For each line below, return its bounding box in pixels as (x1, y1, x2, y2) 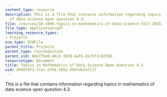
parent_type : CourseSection (5, 49, 64, 54)
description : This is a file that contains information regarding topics (5, 12, 162, 17)
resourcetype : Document (5, 58, 55, 63)
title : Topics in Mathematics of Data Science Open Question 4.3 (5, 63, 143, 68)
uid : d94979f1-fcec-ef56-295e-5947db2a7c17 (5, 68, 97, 73)
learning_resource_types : (5, 30, 59, 35)
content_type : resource (5, 7, 55, 12)
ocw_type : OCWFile (5, 40, 43, 45)
